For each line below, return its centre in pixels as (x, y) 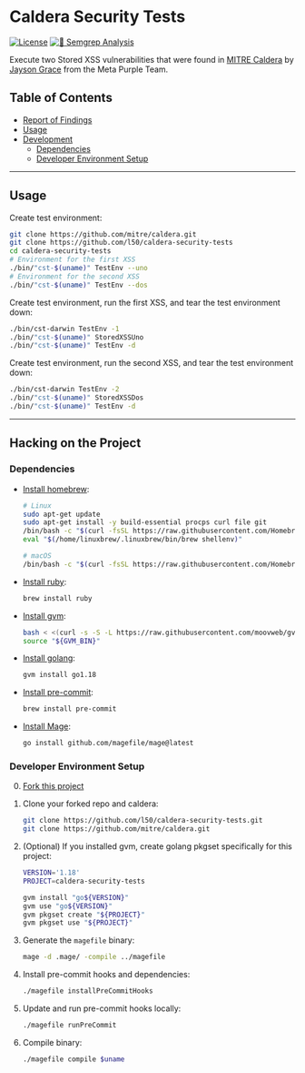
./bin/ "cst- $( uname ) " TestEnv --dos (79, 285)
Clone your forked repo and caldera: (90, 804)
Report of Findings (57, 119)
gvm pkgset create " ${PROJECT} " (84, 915)
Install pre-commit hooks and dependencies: (106, 975)
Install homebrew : (56, 489)
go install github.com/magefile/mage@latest (108, 744)
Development (48, 139)
